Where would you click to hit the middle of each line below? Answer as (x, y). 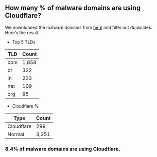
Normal (16, 134)
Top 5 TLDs (24, 42)
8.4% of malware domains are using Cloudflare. (63, 149)
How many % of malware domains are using (73, 8)
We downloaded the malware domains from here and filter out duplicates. (79, 27)
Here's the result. (22, 32)
